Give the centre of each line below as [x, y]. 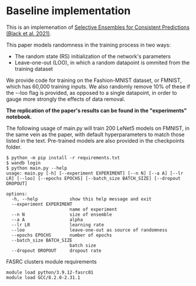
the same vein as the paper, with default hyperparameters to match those [95, 134]
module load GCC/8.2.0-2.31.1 [43, 277]
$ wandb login [24, 163]
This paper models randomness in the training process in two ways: [89, 45]
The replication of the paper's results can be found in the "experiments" [97, 110]
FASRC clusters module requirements [52, 261]
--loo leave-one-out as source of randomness [89, 230]
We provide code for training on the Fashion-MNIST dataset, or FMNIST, [94, 80]
